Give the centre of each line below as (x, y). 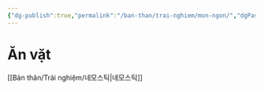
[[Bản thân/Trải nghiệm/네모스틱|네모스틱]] (75, 77)
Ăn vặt (29, 54)
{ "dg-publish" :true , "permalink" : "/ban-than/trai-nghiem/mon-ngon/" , (122, 15)
